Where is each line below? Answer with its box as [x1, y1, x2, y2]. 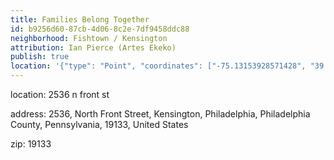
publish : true [10, 52, 70, 62]
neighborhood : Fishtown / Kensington [10, 33, 168, 43]
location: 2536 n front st [10, 89, 110, 100]
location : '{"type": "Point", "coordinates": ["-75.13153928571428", [10, 61, 307, 71]
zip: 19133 [10, 138, 52, 150]
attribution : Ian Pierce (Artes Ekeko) [10, 42, 177, 53]
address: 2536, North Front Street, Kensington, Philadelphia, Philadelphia [10, 108, 311, 120]
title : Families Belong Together [10, 14, 150, 25]
